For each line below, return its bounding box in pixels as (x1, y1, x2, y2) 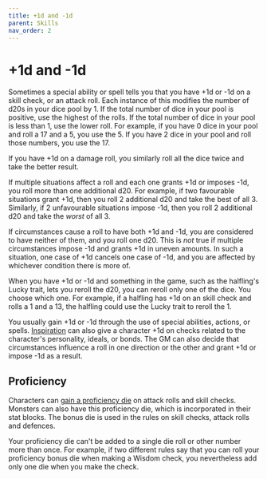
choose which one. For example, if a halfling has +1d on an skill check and (8, 293, 252, 303)
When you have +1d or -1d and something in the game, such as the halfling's (8, 276, 260, 286)
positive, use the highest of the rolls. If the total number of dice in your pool (8, 113, 256, 122)
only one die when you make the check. (8, 462, 139, 472)
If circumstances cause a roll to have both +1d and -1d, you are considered (8, 227, 253, 236)
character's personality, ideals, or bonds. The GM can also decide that (8, 335, 239, 344)
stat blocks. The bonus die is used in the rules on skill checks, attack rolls (8, 413, 249, 422)
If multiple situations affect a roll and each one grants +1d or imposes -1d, (8, 177, 249, 188)
